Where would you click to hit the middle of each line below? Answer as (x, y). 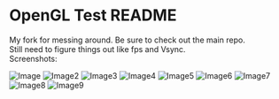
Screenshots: (33, 58)
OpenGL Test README (93, 15)
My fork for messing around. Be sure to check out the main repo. (127, 40)
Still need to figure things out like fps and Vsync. (97, 49)
